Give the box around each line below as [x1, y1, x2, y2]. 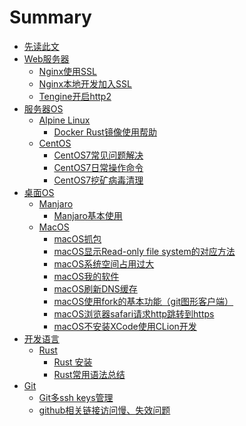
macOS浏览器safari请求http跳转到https [53, 307, 215, 320]
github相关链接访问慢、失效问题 [38, 404, 171, 416]
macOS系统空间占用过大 [53, 257, 155, 270]
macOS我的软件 [53, 270, 120, 282]
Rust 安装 [53, 356, 93, 368]
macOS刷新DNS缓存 [53, 282, 138, 295]
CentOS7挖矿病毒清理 [53, 174, 144, 186]
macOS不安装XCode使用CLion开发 [53, 320, 197, 332]
